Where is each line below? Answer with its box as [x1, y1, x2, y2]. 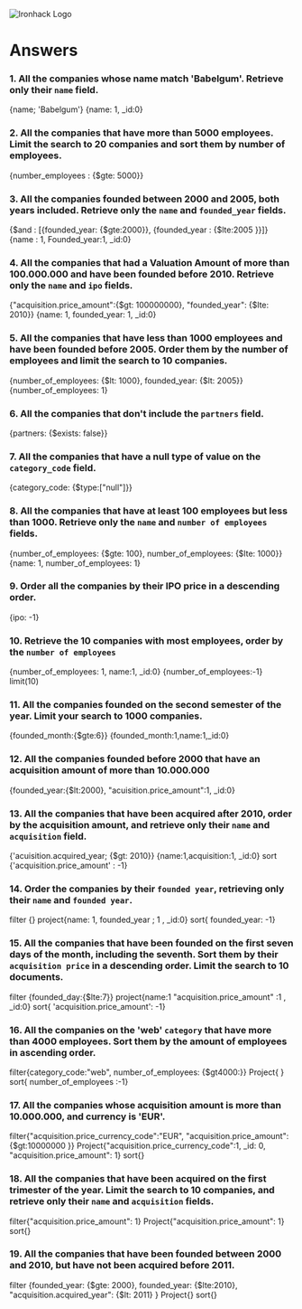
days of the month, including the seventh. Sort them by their [9, 948, 279, 961]
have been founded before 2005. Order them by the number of [9, 344, 288, 356]
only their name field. [9, 84, 99, 97]
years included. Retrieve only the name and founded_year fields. [9, 203, 287, 216]
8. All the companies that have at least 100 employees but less [9, 504, 288, 517]
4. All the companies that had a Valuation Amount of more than [9, 257, 290, 268]
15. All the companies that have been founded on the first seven [9, 937, 294, 949]
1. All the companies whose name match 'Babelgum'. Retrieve [9, 72, 284, 85]
